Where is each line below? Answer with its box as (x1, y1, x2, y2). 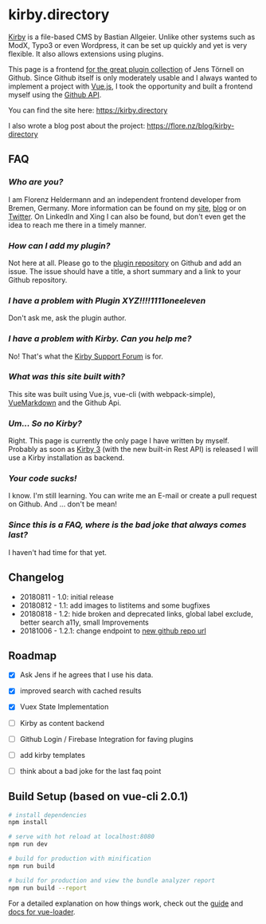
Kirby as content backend (19, 718, 105, 728)
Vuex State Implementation (19, 702, 109, 712)
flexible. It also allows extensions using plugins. (8, 49, 164, 58)
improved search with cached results (19, 686, 142, 696)
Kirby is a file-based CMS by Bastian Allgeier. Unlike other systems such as (8, 32, 256, 42)
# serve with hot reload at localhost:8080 (8, 833, 155, 841)
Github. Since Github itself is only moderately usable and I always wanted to (8, 73, 257, 82)
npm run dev (8, 840, 48, 848)
